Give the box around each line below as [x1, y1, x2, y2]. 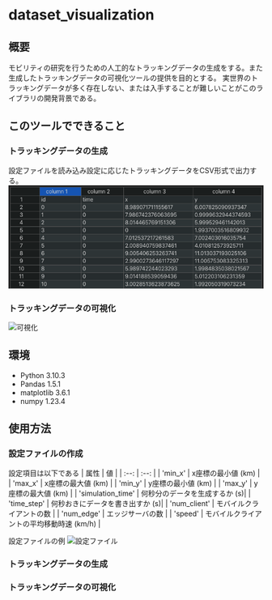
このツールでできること [8, 119, 125, 133]
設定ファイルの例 [8, 536, 66, 546]
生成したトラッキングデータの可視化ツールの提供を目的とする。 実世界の [8, 73, 252, 83]
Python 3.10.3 [19, 370, 66, 380]
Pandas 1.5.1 [19, 379, 61, 389]
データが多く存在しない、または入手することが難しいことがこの [43, 83, 257, 92]
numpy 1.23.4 [19, 396, 66, 406]
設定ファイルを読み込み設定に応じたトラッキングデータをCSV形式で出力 [8, 165, 250, 175]
